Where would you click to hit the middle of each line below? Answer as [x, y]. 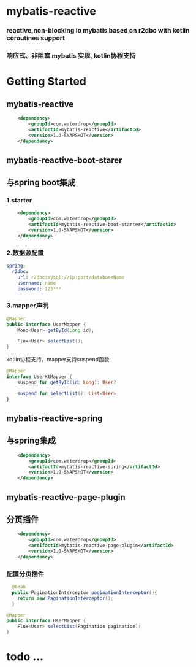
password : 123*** [40, 289]
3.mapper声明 [28, 306]
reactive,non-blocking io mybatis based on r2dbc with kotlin [98, 31]
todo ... [25, 657]
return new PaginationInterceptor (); [66, 598]
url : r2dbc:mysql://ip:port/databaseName [71, 277]
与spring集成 [31, 441]
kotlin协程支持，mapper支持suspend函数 [58, 360]
